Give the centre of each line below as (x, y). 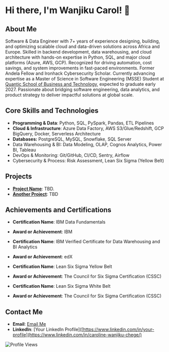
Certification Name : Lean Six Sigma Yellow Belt (62, 267)
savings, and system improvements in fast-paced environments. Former (80, 68)
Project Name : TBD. (33, 189)
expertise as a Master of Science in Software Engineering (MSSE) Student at (85, 79)
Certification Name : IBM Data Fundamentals (59, 222)
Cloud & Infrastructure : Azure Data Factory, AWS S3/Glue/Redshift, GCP (88, 128)
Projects (19, 177)
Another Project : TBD (35, 194)
